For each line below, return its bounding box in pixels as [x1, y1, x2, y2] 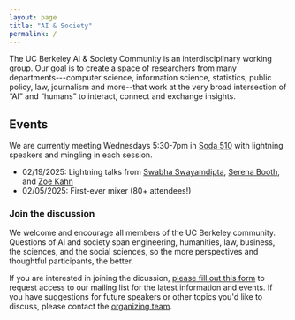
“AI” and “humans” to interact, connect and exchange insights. [9, 91, 237, 102]
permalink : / [9, 29, 57, 38]
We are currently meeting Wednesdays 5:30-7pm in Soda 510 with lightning [9, 141, 284, 151]
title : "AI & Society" [9, 21, 93, 30]
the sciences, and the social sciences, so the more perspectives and [9, 247, 259, 257]
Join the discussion [9, 208, 95, 220]
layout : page [9, 12, 57, 22]
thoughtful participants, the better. [9, 255, 134, 266]
